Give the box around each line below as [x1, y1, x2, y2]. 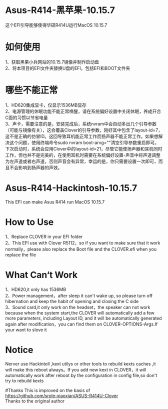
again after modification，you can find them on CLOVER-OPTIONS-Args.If [5, 321, 158, 327]
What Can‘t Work [5, 269, 78, 280]
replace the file [5, 251, 36, 257]
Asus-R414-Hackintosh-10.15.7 [5, 182, 137, 193]
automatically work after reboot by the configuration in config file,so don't [5, 372, 157, 378]
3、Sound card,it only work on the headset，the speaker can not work [5, 304, 150, 310]
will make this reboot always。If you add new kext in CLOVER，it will [5, 366, 146, 372]
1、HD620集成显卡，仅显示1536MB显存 [5, 102, 86, 108]
